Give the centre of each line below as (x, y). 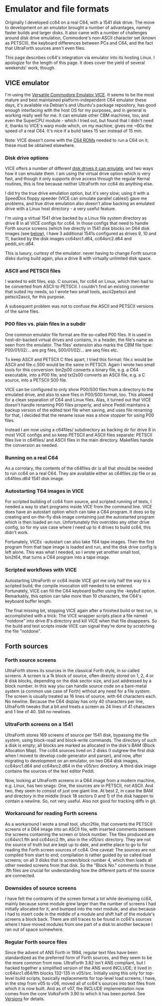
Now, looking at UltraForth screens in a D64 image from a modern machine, (80, 780)
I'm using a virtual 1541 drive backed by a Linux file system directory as (76, 218)
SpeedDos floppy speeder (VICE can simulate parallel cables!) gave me (76, 198)
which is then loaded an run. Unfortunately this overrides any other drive (77, 522)
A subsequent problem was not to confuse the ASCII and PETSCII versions (79, 306)
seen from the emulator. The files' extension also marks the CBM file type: (79, 345)
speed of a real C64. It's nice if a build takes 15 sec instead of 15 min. (74, 131)
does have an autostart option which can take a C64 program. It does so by (80, 512)
